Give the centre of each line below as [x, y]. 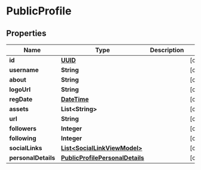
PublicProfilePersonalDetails [103, 158]
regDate [21, 99]
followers [23, 129]
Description [167, 50]
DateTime [75, 99]
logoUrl [20, 90]
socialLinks [26, 148]
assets [19, 109]
